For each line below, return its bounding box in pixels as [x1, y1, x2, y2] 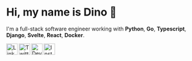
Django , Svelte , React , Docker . [6, 31, 85, 38]
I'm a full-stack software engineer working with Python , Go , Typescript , [6, 25, 187, 32]
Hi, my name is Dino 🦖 [6, 5, 117, 19]
